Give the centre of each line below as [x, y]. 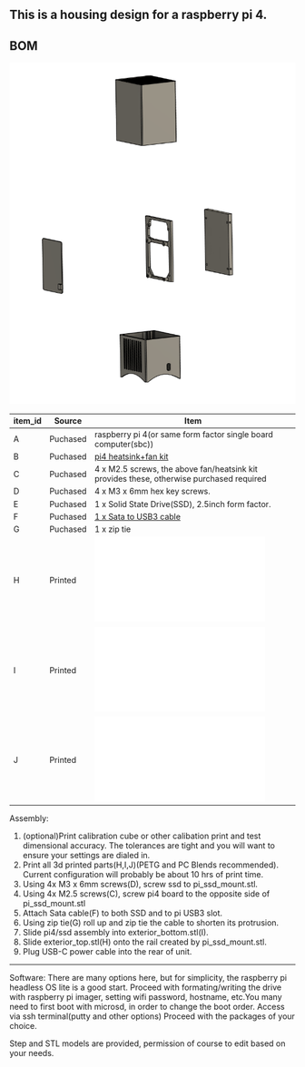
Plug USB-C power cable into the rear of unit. [107, 952]
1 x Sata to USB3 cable [138, 516]
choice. [24, 1026]
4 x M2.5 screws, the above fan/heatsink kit [176, 469]
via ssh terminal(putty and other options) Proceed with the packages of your [152, 1016]
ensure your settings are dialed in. [86, 856]
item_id [28, 421]
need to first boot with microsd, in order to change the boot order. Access [147, 1007]
